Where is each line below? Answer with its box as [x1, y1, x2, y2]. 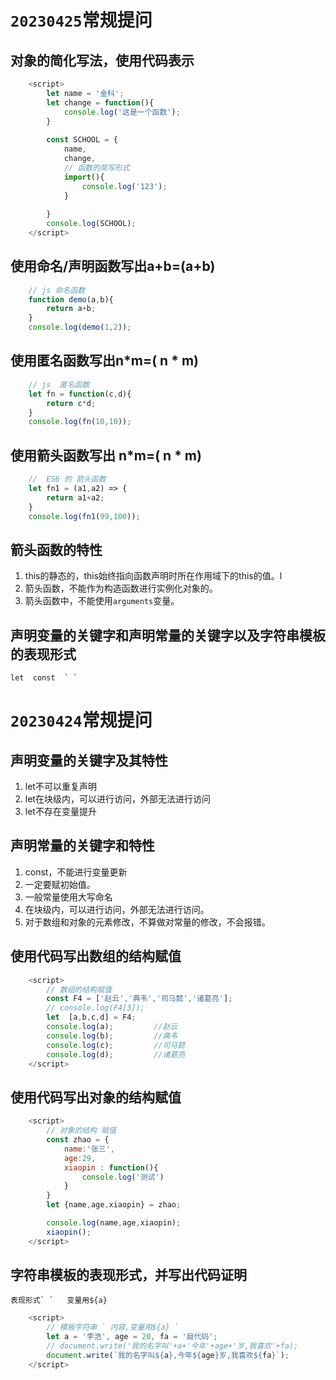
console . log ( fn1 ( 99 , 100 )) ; [28, 511, 141, 521]
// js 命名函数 [28, 285, 86, 295]
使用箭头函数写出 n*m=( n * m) [10, 447, 202, 464]
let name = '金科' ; [46, 88, 125, 98]
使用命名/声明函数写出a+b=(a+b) [10, 258, 216, 275]
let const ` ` [10, 673, 78, 683]
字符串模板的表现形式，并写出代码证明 [10, 1267, 247, 1284]
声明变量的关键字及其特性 [10, 752, 168, 769]
